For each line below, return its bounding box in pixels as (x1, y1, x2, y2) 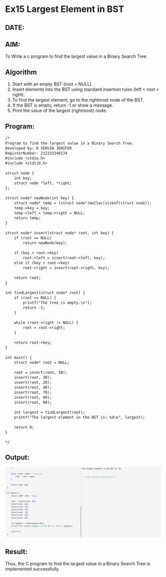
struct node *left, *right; (14, 181, 72, 186)
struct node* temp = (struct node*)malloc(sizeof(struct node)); (14, 201, 152, 206)
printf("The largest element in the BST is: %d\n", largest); (14, 415, 145, 420)
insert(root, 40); (14, 385, 52, 390)
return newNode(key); (23, 241, 68, 246)
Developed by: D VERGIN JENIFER (5, 146, 72, 151)
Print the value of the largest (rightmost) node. (12, 108, 108, 114)
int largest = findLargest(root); (14, 410, 85, 415)
